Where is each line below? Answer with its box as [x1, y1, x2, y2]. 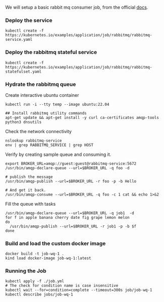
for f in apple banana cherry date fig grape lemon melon [5, 215, 130, 220]
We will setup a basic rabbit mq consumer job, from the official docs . [5, 5, 148, 10]
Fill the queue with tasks [5, 201, 56, 207]
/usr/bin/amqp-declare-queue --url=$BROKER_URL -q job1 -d [5, 210, 135, 216]
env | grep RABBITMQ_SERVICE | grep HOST [5, 142, 94, 148]
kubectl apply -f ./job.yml [5, 279, 65, 284]
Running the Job [5, 267, 46, 274]
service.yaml [5, 37, 33, 42]
